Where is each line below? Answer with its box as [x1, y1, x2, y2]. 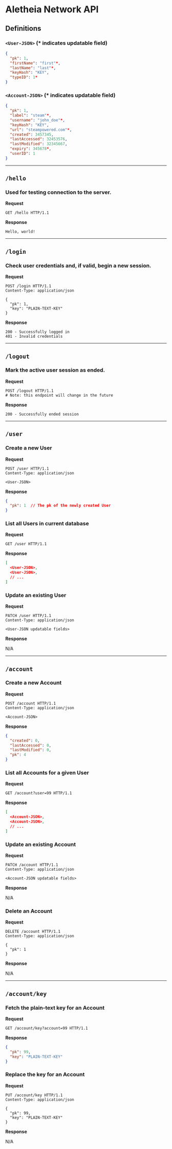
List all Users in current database [5, 520, 89, 527]
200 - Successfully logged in [5, 330, 70, 335]
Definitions [5, 24, 41, 33]
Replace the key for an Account [5, 1071, 85, 1078]
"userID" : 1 [10, 151, 36, 156]
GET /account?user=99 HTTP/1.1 [5, 791, 72, 796]
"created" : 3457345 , [10, 132, 54, 137]
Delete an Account [5, 907, 53, 914]
